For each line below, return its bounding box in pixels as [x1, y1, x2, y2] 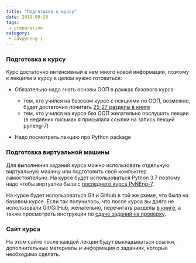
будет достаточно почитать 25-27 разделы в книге [23, 104, 150, 111]
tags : [6, 19, 19, 25]
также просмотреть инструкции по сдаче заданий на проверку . [6, 210, 167, 217]
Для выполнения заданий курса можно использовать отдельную [6, 162, 170, 169]
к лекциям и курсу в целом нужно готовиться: [6, 74, 122, 82]
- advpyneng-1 [8, 36, 43, 42]
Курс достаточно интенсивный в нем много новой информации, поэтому [6, 69, 189, 76]
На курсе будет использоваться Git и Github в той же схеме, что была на [6, 192, 189, 199]
